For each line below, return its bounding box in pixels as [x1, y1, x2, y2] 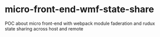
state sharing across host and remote [5, 25, 84, 31]
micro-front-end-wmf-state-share [5, 4, 154, 15]
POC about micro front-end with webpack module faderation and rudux [5, 20, 155, 26]
